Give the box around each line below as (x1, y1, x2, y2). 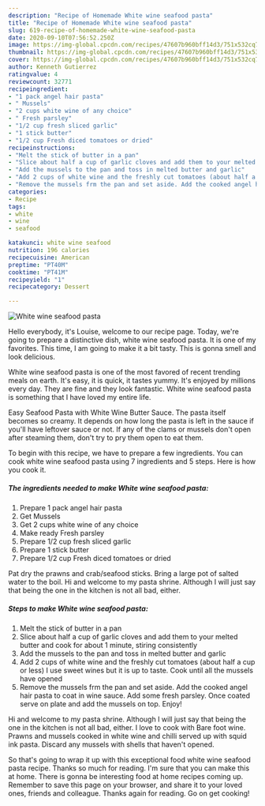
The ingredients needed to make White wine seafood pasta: (8, 483, 209, 492)
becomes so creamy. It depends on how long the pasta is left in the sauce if (8, 416, 254, 426)
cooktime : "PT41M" (8, 268, 69, 277)
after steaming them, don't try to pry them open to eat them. (8, 433, 203, 443)
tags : (8, 202, 26, 210)
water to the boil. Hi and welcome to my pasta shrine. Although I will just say (8, 578, 256, 587)
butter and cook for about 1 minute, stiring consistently (19, 641, 198, 650)
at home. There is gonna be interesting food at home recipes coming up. (8, 772, 244, 782)
